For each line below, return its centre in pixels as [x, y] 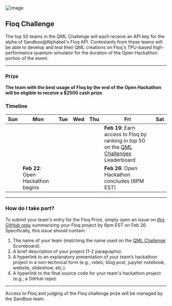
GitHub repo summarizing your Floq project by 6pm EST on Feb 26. [76, 225]
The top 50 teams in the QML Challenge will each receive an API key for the [85, 36]
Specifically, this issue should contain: [46, 230]
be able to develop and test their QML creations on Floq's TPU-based [79, 47]
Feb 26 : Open [121, 168]
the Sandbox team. [25, 299]
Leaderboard [120, 160]
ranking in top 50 [125, 141]
